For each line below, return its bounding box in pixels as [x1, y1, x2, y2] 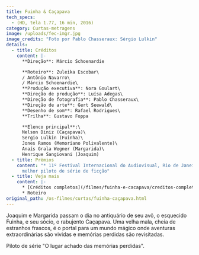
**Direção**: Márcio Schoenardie [21, 58, 105, 64]
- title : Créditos [11, 47, 57, 53]
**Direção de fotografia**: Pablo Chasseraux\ [21, 97, 139, 103]
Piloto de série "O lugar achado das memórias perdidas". [6, 242, 145, 249]
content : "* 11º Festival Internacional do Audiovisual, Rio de [17, 162, 179, 168]
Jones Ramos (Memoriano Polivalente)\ [21, 141, 118, 146]
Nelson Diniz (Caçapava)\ [21, 129, 86, 135]
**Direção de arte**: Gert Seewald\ [21, 102, 113, 108]
